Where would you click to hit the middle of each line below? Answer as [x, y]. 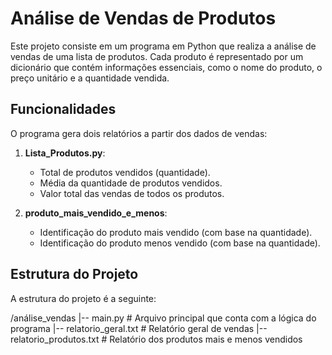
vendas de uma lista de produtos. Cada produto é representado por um [157, 56]
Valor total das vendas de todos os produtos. [132, 193]
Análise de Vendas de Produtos [143, 18]
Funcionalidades [63, 109]
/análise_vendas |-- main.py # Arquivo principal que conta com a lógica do [163, 318]
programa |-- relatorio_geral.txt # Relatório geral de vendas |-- [139, 328]
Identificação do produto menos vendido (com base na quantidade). [180, 243]
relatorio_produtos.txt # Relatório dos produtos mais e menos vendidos [156, 339]
